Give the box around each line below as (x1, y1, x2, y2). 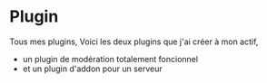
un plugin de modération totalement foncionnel (22, 53, 198, 64)
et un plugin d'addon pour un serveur (22, 63, 163, 74)
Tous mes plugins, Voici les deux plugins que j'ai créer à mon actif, (9, 36, 259, 47)
